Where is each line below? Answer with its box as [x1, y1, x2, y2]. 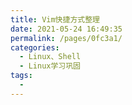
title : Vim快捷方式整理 [10, 14, 100, 25]
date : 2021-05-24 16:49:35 [10, 24, 123, 34]
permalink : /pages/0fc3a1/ [10, 33, 123, 43]
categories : [10, 42, 60, 53]
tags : [10, 71, 33, 81]
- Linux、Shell [19, 52, 82, 62]
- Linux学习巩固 [19, 61, 82, 71]
